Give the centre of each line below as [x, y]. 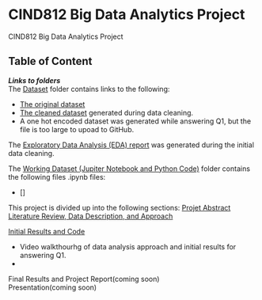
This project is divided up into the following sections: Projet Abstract [120, 207]
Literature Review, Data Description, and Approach [91, 216]
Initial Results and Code [47, 231]
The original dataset [52, 104]
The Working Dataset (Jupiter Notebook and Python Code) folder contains [129, 169]
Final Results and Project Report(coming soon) [84, 279]
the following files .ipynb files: [57, 177]
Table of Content [50, 61]
